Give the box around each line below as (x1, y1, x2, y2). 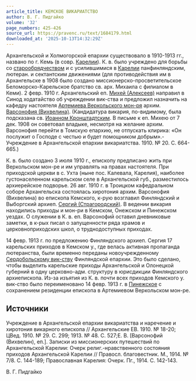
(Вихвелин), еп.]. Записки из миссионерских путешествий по (6, 338, 160, 345)
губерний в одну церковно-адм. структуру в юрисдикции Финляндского (6, 268, 188, 275)
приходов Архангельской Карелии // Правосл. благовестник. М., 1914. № (6, 350, 189, 358)
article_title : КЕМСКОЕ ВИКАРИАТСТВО (6, 8, 98, 15)
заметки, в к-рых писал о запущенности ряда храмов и (6, 220, 145, 226)
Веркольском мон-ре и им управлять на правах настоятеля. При (6, 163, 169, 170)
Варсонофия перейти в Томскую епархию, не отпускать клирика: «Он (6, 127, 182, 134)
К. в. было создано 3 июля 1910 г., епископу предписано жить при (6, 157, 173, 164)
